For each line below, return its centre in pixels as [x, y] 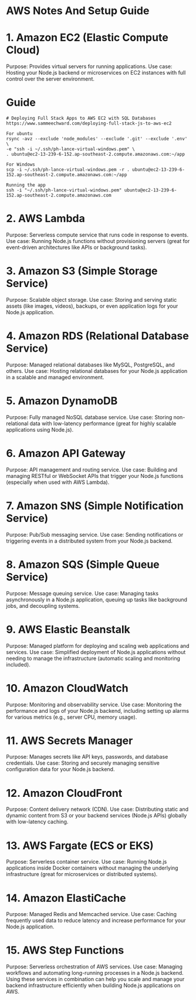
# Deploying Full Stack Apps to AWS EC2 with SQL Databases [81, 119]
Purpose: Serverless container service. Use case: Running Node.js [87, 862]
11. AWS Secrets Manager [70, 740]
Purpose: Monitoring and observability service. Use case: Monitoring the [94, 704]
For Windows [21, 165]
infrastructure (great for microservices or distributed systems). [82, 874]
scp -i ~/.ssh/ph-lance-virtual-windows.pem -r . [68, 170]
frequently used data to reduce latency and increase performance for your [96, 921]
